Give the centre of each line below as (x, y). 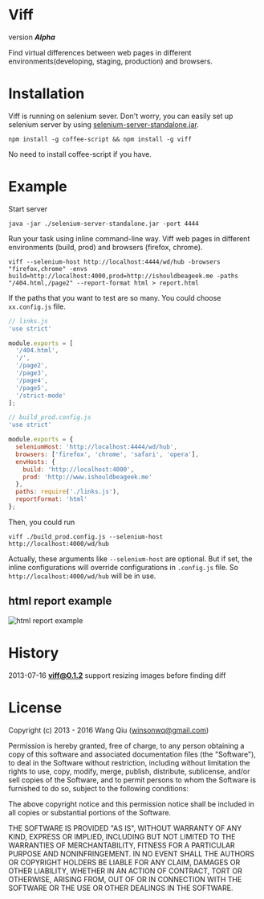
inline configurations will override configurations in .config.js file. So (124, 567)
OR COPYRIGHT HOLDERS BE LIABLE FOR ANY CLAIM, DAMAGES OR (124, 862)
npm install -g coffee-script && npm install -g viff (100, 139)
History (34, 653)
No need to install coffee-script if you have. (80, 154)
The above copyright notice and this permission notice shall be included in (131, 804)
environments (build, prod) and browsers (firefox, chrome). (106, 247)
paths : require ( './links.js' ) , (68, 492)
